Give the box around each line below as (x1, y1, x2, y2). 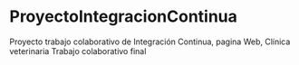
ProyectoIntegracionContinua (9, 6, 238, 27)
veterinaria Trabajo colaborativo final (9, 45, 147, 56)
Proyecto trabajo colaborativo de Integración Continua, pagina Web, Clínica (9, 36, 291, 47)
